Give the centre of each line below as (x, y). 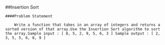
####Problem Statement (29, 16)
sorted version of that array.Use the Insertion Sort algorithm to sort (83, 29)
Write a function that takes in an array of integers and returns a (87, 25)
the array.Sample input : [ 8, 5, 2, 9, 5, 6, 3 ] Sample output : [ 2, (83, 34)
